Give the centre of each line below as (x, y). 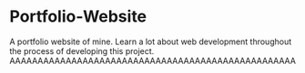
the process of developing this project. (82, 50)
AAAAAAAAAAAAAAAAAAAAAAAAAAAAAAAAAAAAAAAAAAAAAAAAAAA (152, 60)
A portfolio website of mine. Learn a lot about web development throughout (151, 41)
